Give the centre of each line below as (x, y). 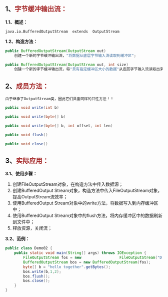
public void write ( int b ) (32, 108)
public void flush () (27, 135)
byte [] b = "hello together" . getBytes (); (67, 267)
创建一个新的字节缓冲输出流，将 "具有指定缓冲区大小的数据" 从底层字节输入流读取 (85, 69)
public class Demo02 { (29, 248)
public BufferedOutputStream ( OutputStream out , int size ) (67, 65)
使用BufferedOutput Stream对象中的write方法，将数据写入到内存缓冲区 (85, 203)
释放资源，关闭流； (32, 228)
